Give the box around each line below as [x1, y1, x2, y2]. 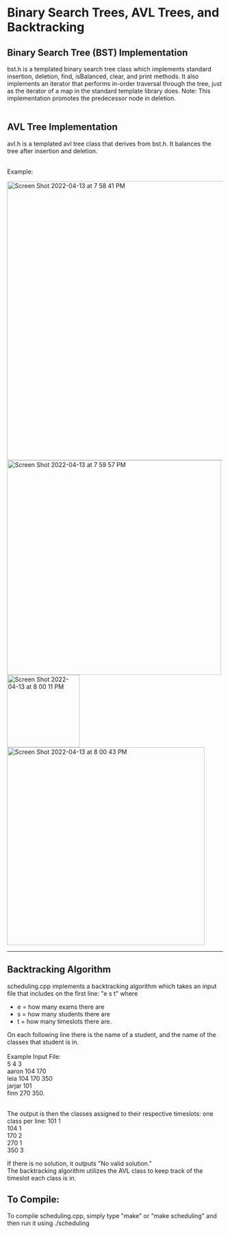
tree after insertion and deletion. [7, 146, 98, 155]
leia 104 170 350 [7, 1074, 53, 1082]
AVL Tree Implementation [7, 122, 118, 133]
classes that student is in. [7, 1038, 79, 1046]
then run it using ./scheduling [7, 1219, 90, 1227]
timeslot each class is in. [7, 1174, 77, 1182]
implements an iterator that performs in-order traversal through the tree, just [7, 80, 222, 87]
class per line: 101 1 [7, 1117, 61, 1125]
